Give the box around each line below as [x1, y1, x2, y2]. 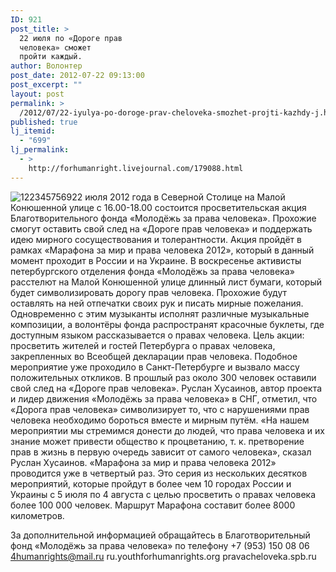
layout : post [10, 89, 65, 99]
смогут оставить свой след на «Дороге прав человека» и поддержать [10, 222, 313, 235]
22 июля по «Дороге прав [19, 33, 123, 43]
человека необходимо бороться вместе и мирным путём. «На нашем [10, 414, 310, 426]
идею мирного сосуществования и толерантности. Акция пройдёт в [10, 233, 302, 245]
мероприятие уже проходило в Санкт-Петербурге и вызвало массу [10, 361, 300, 373]
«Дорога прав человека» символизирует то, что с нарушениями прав [10, 403, 310, 415]
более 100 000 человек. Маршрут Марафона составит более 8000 [10, 499, 296, 511]
